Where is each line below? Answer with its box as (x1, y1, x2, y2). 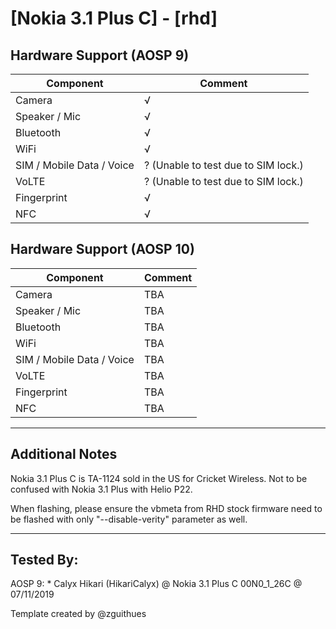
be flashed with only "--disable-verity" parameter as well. (10, 513, 248, 525)
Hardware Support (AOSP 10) (10, 241, 195, 258)
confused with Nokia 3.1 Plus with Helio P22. (10, 483, 193, 495)
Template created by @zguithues (10, 608, 147, 620)
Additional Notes (10, 446, 118, 463)
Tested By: (10, 552, 79, 569)
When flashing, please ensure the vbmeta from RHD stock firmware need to (10, 502, 323, 514)
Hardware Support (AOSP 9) (10, 47, 190, 64)
